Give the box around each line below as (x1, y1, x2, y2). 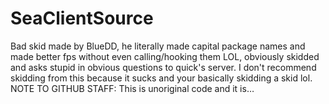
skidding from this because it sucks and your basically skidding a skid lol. (10, 72, 313, 84)
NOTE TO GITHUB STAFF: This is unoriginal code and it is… (10, 82, 255, 94)
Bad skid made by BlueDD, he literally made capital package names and (10, 40, 306, 52)
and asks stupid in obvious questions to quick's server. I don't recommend (10, 61, 317, 73)
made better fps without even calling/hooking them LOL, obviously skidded (10, 50, 320, 62)
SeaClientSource (10, 7, 154, 30)
